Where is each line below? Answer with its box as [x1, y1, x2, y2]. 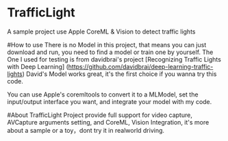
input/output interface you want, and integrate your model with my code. [7, 97, 212, 105]
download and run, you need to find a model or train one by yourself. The [7, 48, 214, 56]
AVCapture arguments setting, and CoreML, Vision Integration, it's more [7, 118, 210, 126]
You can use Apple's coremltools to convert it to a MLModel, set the [7, 90, 199, 99]
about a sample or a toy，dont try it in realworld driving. [7, 126, 165, 134]
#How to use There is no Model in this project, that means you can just [7, 40, 207, 49]
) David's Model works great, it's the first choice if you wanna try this [22, 70, 217, 78]
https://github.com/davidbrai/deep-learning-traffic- [68, 62, 214, 70]
